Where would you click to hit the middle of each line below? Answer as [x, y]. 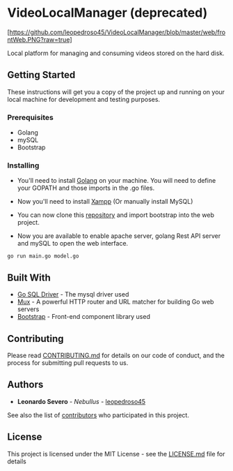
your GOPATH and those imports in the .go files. [86, 188]
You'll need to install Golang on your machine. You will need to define [116, 181]
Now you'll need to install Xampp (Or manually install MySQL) [105, 202]
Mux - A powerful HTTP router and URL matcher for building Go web [115, 302]
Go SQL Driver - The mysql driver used [73, 294]
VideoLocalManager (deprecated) [107, 13]
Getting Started [41, 75]
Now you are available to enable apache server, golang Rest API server [119, 236]
